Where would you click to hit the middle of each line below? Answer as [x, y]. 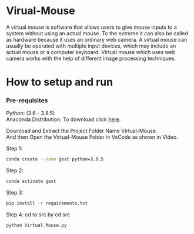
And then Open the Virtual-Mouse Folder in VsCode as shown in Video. [92, 137]
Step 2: [15, 171]
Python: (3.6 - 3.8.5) [31, 113]
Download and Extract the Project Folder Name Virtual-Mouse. [82, 131]
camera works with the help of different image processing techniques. [91, 58]
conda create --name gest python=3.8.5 [55, 159]
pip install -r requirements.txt [47, 203]
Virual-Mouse [41, 11]
